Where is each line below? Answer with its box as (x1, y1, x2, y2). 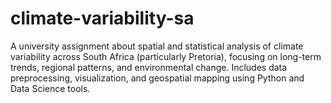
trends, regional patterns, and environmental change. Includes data (10, 61, 288, 73)
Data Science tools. (10, 82, 91, 94)
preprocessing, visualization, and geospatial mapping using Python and (10, 72, 305, 84)
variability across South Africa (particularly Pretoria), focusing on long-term (10, 50, 322, 62)
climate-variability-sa (10, 7, 195, 30)
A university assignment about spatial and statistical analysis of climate (10, 40, 304, 52)
